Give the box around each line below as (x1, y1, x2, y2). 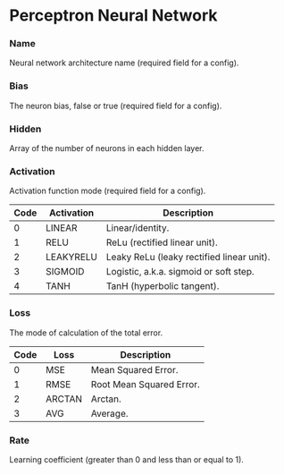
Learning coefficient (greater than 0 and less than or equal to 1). (9, 453, 244, 465)
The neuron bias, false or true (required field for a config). (9, 100, 222, 111)
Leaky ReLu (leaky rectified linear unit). (105, 251, 271, 264)
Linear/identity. (105, 222, 170, 234)
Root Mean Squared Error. (90, 377, 201, 390)
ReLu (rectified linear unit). (105, 236, 219, 249)
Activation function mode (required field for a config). (9, 185, 206, 197)
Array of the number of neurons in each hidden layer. (9, 143, 205, 154)
